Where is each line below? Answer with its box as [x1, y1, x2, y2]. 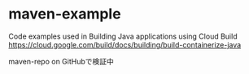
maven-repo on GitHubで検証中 [8, 56, 114, 66]
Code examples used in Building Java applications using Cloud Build [8, 31, 238, 41]
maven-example [8, 5, 121, 23]
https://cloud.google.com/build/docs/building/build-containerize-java [8, 39, 242, 49]
